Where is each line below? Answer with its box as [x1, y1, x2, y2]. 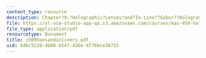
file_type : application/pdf [6, 25, 78, 32]
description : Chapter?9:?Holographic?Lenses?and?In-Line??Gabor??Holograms [6, 14, 204, 21]
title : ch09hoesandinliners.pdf [6, 37, 89, 43]
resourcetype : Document [6, 31, 67, 37]
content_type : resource [6, 8, 67, 15]
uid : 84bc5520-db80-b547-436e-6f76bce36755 [6, 43, 120, 49]
